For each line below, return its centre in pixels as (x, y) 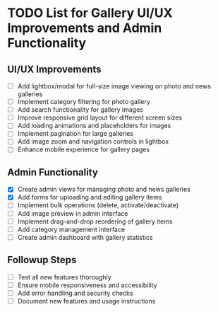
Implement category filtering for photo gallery (84, 102)
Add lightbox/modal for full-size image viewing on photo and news (114, 86)
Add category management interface (71, 229)
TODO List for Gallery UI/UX (90, 13)
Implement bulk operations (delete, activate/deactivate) (98, 205)
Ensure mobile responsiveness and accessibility (87, 285)
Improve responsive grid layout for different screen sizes (99, 117)
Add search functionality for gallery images (80, 110)
